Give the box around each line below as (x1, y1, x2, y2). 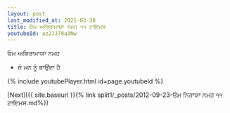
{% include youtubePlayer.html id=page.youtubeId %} (7, 77, 164, 86)
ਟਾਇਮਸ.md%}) (7, 99, 49, 107)
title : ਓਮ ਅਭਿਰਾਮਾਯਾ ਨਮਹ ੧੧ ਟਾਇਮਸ (7, 23, 106, 30)
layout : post (7, 10, 46, 18)
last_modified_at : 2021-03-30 (7, 17, 96, 24)
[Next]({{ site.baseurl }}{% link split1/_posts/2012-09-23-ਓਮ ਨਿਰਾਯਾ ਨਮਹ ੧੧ (7, 91, 223, 99)
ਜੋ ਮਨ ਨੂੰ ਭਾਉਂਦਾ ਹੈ (17, 63, 61, 72)
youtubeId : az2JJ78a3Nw (7, 29, 77, 37)
